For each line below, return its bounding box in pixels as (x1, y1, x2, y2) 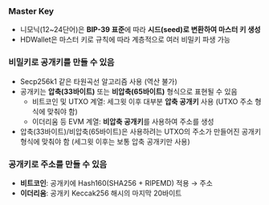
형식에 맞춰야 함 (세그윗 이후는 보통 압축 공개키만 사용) (19, 136, 190, 146)
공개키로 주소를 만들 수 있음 (8, 159, 108, 170)
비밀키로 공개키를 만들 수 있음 (8, 57, 115, 68)
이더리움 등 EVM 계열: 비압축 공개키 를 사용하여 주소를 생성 (31, 116, 214, 126)
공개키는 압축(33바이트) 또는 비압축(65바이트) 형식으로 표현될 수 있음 (19, 86, 238, 96)
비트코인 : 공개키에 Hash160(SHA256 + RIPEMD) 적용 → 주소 (19, 178, 213, 187)
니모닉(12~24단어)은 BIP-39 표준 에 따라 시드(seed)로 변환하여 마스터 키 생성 (19, 25, 261, 34)
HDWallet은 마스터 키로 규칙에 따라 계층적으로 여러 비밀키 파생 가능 (19, 34, 231, 45)
